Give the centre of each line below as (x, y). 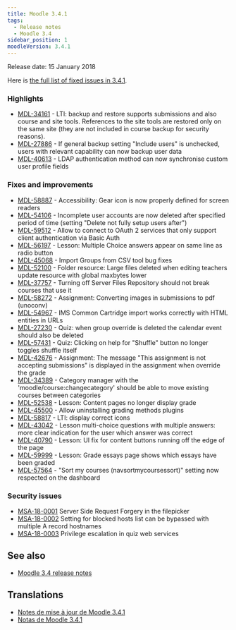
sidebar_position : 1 (38, 40)
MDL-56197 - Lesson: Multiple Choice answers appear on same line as (120, 245)
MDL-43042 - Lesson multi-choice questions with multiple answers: (117, 425)
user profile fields (43, 166)
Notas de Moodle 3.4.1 (50, 619)
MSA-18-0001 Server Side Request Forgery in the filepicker (104, 511)
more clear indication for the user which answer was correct (105, 432)
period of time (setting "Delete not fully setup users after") (102, 222)
